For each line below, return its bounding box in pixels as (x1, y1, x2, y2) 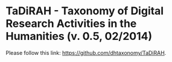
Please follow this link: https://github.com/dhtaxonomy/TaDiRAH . (5, 49, 167, 56)
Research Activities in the (5, 17, 137, 30)
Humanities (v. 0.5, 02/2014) (5, 30, 152, 43)
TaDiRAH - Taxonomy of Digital (5, 4, 164, 18)
